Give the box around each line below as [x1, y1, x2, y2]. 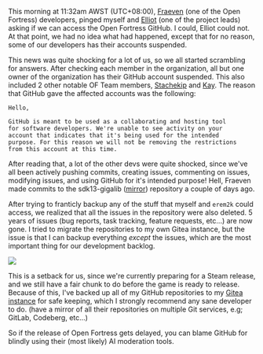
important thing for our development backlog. [8, 242, 155, 250]
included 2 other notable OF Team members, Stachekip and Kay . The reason [8, 80, 256, 90]
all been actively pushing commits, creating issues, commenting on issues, [8, 168, 250, 176]
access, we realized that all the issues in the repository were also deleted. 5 [8, 208, 253, 217]
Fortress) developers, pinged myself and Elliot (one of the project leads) [8, 15, 241, 24]
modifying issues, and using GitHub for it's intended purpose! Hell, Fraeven [8, 176, 251, 185]
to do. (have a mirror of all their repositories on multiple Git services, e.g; [8, 304, 243, 314]
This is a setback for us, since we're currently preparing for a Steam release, [8, 271, 256, 280]
